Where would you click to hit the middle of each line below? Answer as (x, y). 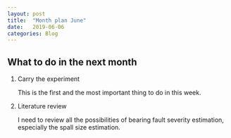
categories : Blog (33, 33)
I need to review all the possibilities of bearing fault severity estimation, (120, 120)
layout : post (26, 14)
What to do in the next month (72, 62)
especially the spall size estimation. (69, 127)
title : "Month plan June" (47, 20)
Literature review (42, 106)
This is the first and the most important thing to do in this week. (109, 93)
